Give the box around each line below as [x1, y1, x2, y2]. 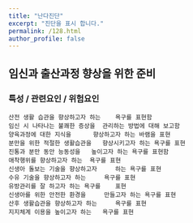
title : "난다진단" [8, 11, 64, 20]
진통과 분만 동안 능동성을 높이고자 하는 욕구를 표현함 [8, 148, 169, 156]
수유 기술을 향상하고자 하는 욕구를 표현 [8, 174, 136, 182]
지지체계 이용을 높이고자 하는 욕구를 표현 [8, 208, 135, 216]
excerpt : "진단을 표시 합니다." [8, 19, 104, 28]
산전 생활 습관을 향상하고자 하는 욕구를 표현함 [8, 113, 152, 122]
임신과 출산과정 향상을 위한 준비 [8, 66, 157, 80]
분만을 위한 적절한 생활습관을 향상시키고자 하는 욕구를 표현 [8, 139, 186, 147]
